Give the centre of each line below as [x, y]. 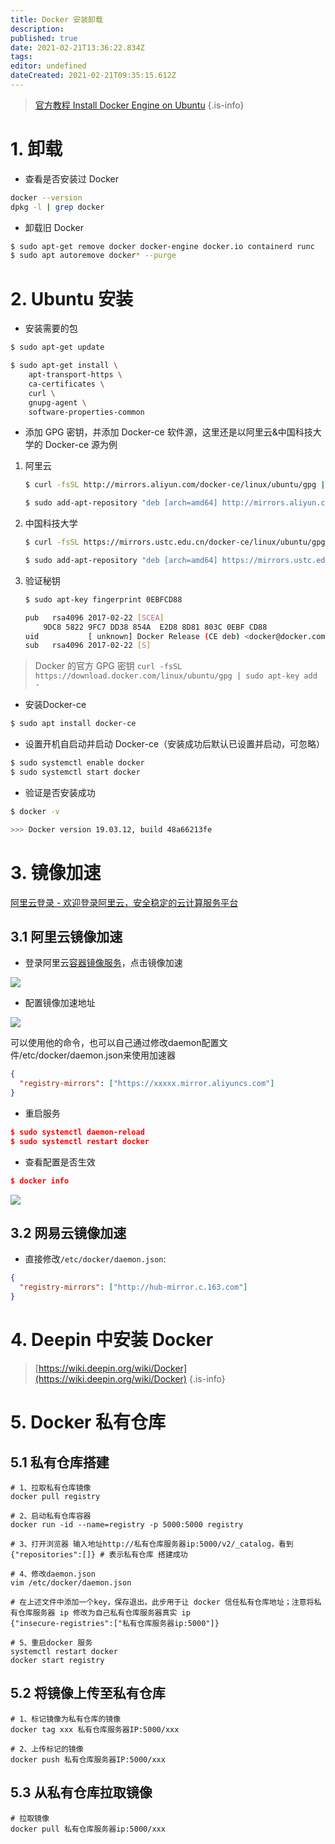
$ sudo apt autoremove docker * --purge [93, 256]
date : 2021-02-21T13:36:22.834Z [77, 47]
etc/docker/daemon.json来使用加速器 [99, 1055]
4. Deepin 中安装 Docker [112, 1340]
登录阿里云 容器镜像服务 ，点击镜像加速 [103, 963]
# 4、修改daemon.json [53, 1574]
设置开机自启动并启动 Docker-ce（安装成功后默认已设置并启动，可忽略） [175, 744]
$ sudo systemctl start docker [75, 772]
